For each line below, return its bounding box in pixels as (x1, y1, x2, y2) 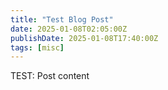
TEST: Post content (10, 70, 90, 82)
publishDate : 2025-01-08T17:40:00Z (10, 33, 159, 43)
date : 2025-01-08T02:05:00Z (10, 24, 128, 34)
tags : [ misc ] (10, 42, 65, 53)
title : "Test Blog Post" (10, 14, 114, 25)
